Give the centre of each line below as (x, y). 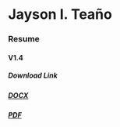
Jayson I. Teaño (60, 15)
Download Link (33, 75)
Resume (24, 39)
